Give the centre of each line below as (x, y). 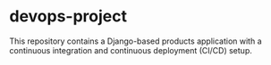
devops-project (68, 16)
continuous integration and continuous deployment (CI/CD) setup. (131, 50)
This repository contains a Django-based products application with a (135, 41)
